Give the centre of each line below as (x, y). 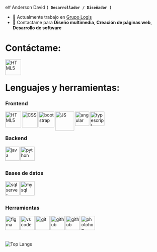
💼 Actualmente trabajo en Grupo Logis (52, 17)
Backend (16, 138)
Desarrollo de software (37, 28)
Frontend (17, 104)
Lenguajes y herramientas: (62, 88)
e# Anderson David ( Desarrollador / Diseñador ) (59, 7)
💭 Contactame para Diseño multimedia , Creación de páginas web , (82, 22)
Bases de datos (24, 173)
